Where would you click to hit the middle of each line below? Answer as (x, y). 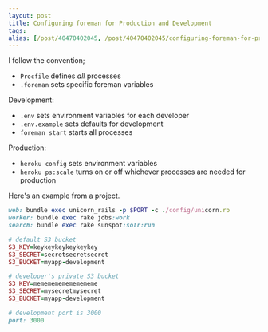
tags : (17, 30)
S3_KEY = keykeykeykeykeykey (53, 247)
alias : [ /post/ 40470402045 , (55, 38)
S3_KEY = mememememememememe (53, 284)
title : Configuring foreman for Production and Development (110, 23)
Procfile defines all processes (70, 76)
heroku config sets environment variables (89, 164)
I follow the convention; (47, 61)
